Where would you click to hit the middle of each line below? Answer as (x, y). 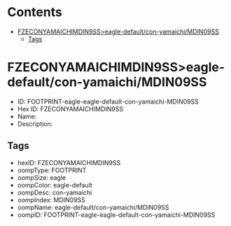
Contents (35, 12)
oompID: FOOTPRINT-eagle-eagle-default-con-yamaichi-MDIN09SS (116, 215)
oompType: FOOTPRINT (52, 170)
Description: (35, 124)
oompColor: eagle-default (55, 185)
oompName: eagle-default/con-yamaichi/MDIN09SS (93, 207)
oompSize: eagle (42, 177)
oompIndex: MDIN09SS (51, 199)
